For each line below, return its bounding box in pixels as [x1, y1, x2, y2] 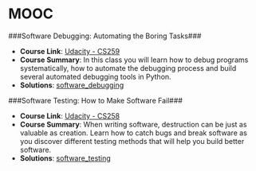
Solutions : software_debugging [19, 80, 124, 90]
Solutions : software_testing [19, 153, 112, 163]
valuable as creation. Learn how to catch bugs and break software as [19, 128, 247, 138]
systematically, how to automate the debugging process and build [19, 63, 237, 72]
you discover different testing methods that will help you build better [19, 136, 245, 146]
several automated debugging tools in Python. [19, 72, 171, 81]
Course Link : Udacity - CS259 [19, 46, 120, 56]
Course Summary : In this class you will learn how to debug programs [19, 55, 249, 64]
